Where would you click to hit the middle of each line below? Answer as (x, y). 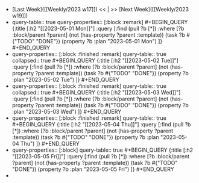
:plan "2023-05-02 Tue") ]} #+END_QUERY (65, 79)
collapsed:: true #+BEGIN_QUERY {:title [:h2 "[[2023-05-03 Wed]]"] (96, 92)
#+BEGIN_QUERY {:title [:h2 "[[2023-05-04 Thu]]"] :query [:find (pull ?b (101, 124)
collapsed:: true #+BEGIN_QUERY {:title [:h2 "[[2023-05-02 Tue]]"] (95, 60)
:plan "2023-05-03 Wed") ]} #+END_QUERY (67, 112)
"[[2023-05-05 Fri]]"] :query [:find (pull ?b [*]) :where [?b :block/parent (101, 156)
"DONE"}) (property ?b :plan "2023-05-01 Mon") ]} (99, 41)
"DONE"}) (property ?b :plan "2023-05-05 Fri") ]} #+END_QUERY (93, 169)
